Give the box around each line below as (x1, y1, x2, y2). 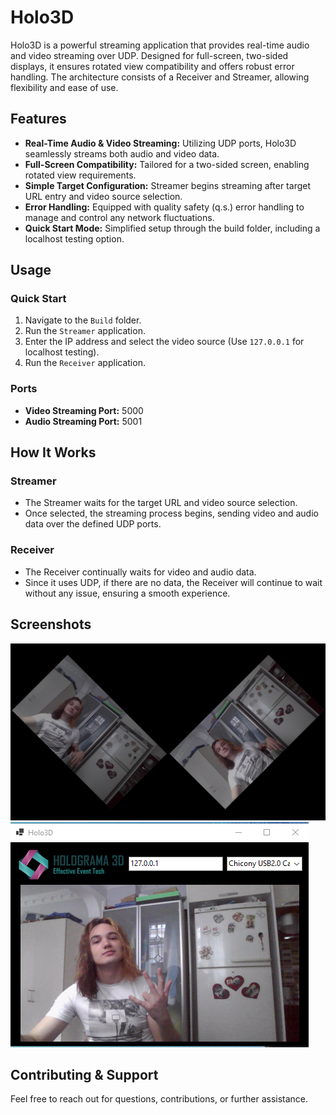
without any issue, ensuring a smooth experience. (24, 587, 231, 599)
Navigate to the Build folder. (24, 314, 142, 326)
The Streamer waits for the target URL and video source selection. (24, 497, 298, 509)
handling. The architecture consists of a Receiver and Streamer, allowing (10, 71, 310, 83)
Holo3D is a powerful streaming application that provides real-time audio (10, 39, 310, 51)
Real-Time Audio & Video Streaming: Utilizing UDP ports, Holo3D (24, 137, 297, 149)
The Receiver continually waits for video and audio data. (24, 566, 257, 578)
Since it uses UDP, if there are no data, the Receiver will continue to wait (24, 576, 323, 588)
